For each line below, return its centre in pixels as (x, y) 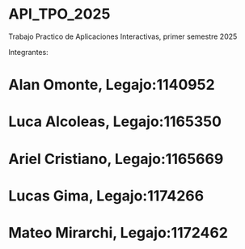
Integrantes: (28, 52)
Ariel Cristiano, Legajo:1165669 (116, 159)
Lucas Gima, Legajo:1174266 (106, 196)
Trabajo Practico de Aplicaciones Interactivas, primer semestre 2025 (123, 36)
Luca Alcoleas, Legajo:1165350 (115, 122)
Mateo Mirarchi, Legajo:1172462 (118, 232)
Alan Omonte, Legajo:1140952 (112, 85)
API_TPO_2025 (59, 14)
